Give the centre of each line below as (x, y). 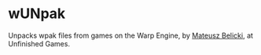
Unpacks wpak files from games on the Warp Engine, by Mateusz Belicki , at (131, 35)
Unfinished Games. (39, 43)
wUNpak (37, 14)
